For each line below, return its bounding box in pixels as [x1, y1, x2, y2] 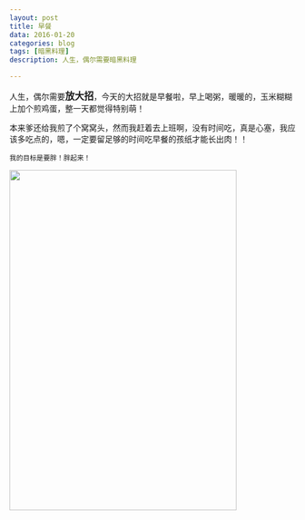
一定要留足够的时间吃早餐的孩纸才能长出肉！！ [72, 133, 248, 144]
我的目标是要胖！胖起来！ [9, 153, 91, 162]
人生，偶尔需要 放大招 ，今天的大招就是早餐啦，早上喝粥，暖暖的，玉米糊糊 [9, 90, 293, 103]
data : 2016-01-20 [9, 30, 75, 39]
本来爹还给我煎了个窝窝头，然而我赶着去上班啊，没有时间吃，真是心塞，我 [9, 123, 288, 132]
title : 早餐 [9, 22, 52, 31]
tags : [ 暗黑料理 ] [9, 47, 70, 56]
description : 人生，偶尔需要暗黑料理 [9, 55, 137, 64]
